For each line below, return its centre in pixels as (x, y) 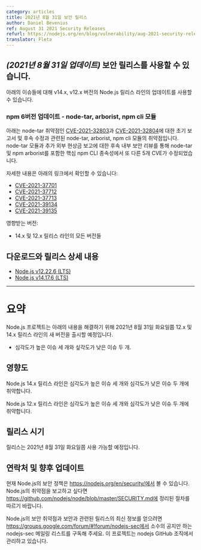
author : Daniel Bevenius (37, 23)
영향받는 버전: (22, 223)
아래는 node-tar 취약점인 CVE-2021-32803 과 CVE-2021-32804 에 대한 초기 (96, 131)
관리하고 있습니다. (27, 541)
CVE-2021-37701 (36, 186)
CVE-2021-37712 (36, 192)
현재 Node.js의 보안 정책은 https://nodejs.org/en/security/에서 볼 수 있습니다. (98, 484)
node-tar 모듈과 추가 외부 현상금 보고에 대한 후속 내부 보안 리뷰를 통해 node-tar (99, 146)
